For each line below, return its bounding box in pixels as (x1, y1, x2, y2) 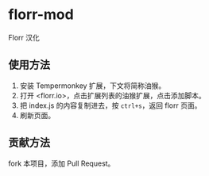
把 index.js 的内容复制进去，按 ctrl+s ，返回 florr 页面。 (19, 101, 202, 110)
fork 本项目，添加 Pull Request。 (8, 159, 115, 168)
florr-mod (8, 6, 74, 24)
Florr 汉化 (8, 33, 40, 42)
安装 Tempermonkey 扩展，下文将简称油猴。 (19, 81, 166, 90)
